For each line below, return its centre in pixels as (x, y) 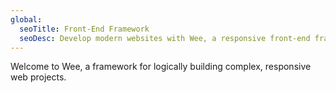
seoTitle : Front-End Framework (84, 29)
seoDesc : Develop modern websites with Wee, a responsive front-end (165, 38)
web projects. (38, 77)
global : (26, 19)
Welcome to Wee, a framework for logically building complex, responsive (161, 67)
